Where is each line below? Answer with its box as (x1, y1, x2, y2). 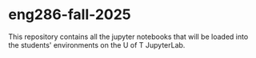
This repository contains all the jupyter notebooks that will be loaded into (8, 32, 249, 41)
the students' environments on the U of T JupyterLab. (8, 40, 186, 49)
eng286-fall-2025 (8, 6, 132, 24)
